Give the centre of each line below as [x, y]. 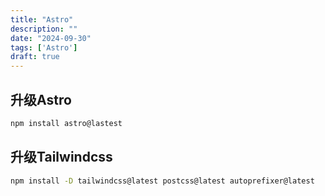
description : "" [44, 29]
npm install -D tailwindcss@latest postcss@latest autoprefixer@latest [162, 181]
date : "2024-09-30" [51, 38]
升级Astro [41, 99]
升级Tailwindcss [61, 157]
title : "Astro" [42, 19]
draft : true [35, 57]
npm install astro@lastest [66, 123]
